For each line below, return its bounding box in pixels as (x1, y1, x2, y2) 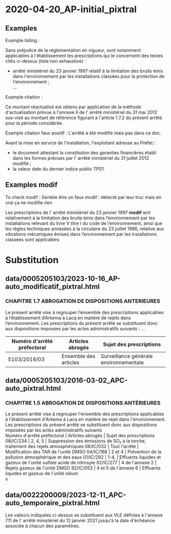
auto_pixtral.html (5, 384, 61, 393)
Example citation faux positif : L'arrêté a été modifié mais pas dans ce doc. (5, 130, 161, 136)
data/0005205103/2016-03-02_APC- (5, 376, 128, 385)
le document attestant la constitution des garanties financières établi (12, 150, 157, 156)
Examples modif (5, 181, 58, 189)
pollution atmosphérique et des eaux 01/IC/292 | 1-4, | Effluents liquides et (5, 454, 161, 460)
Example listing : (5, 37, 40, 43)
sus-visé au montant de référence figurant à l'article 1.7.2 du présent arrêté (5, 115, 162, 121)
